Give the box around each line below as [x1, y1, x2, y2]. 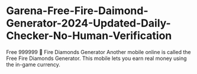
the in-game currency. [6, 60, 61, 68]
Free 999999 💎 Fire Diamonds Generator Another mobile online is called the [6, 48, 191, 55]
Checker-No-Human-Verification [6, 29, 172, 42]
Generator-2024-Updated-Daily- [6, 16, 172, 30]
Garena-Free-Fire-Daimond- [6, 4, 149, 18]
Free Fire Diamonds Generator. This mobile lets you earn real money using [6, 55, 188, 62]
